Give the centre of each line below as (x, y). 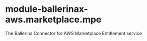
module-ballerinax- (47, 9)
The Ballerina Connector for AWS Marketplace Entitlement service (74, 33)
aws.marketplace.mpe (53, 20)
